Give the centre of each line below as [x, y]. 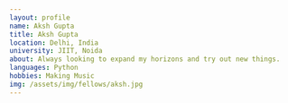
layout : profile [40, 17]
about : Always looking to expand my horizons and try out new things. [145, 59]
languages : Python [44, 68]
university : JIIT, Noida [56, 51]
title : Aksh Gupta [44, 34]
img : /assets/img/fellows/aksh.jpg [76, 84]
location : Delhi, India [54, 43]
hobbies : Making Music [52, 76]
